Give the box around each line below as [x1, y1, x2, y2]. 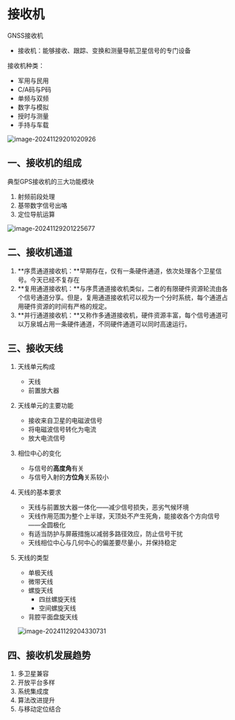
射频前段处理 [17, 192, 55, 200]
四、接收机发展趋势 [7, 649, 91, 661]
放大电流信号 [28, 434, 66, 442]
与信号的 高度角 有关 [28, 464, 85, 473]
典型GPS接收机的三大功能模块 [7, 177, 95, 185]
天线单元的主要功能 [17, 401, 74, 410]
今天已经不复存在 [30, 275, 80, 284]
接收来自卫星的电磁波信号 [28, 416, 103, 425]
